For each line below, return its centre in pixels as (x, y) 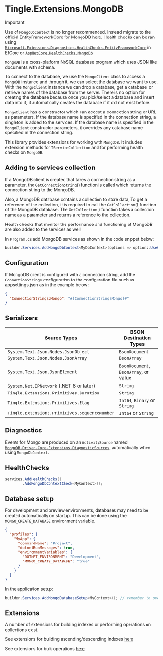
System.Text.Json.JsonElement (42, 372)
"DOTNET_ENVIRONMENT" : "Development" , (62, 557)
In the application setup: (29, 589)
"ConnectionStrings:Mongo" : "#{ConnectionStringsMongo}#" (69, 299)
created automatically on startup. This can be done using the (66, 516)
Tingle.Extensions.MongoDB (64, 9)
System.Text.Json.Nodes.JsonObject (49, 351)
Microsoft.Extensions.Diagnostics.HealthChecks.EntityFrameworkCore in (78, 47)
